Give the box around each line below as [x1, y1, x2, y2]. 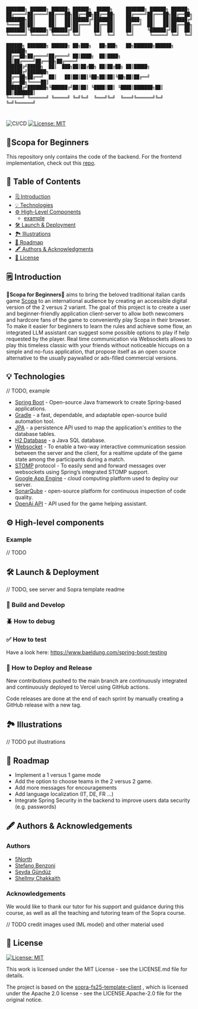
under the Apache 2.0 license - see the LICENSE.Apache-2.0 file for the [6, 989, 183, 996]
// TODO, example [6, 387, 51, 394]
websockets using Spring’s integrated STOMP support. [14, 469, 149, 476]
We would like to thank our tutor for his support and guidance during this [6, 903, 184, 910]
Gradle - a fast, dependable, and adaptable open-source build [14, 411, 167, 419]
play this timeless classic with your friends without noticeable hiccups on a [6, 341, 190, 349]
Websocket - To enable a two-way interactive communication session [14, 443, 186, 450]
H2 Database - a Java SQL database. [14, 437, 106, 444]
